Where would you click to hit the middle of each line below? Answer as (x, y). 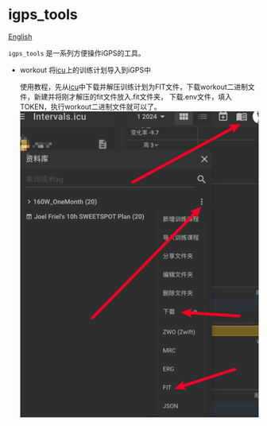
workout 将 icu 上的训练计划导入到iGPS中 (85, 70)
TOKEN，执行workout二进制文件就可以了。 (90, 106)
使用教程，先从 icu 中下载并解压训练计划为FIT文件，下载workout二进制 (134, 87)
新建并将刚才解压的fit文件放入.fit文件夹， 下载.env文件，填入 (133, 96)
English (20, 37)
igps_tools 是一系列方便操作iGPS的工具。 (77, 52)
